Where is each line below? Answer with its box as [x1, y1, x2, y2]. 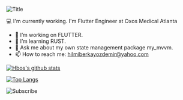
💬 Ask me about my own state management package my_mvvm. [14, 44, 173, 51]
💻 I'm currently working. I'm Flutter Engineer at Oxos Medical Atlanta [6, 18, 178, 24]
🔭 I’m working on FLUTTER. [14, 32, 83, 38]
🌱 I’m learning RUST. [14, 37, 66, 45]
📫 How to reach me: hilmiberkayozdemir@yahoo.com [14, 51, 149, 58]
